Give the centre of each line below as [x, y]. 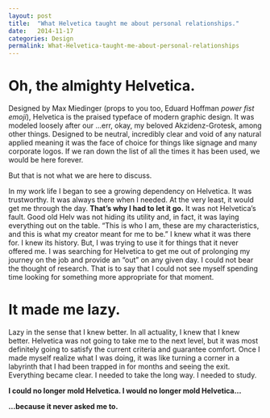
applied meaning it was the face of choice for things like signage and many [133, 143]
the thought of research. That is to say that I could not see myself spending [133, 268]
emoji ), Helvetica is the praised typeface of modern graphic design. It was [131, 117]
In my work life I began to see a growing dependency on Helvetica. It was [130, 192]
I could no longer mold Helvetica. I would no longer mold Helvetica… [125, 391]
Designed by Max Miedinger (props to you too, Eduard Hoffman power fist [131, 108]
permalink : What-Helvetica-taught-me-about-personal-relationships [124, 46]
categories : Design [41, 38]
